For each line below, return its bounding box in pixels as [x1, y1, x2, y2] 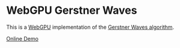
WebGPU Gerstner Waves [6, 4, 137, 17]
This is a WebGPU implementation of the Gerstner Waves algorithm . [6, 23, 175, 31]
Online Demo [6, 35, 39, 42]
